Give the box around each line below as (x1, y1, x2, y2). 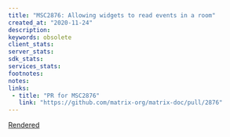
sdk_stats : (8, 56, 44, 63)
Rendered (8, 121, 40, 130)
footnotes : (8, 70, 44, 78)
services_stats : (8, 63, 61, 70)
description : (8, 26, 51, 34)
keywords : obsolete (8, 33, 72, 41)
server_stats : (8, 48, 55, 56)
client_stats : (8, 41, 55, 49)
